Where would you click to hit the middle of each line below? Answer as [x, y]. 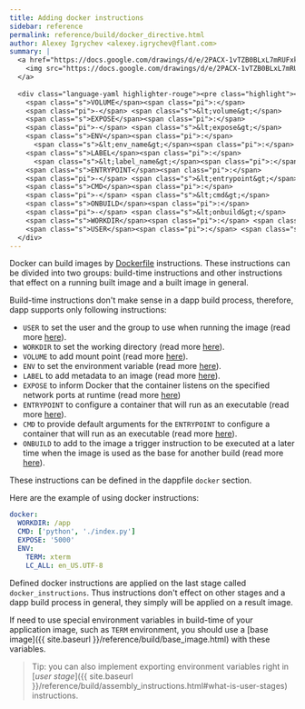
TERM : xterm [48, 557]
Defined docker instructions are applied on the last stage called [128, 583]
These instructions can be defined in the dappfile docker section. [131, 480]
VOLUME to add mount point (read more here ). [105, 356]
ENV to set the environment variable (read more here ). [122, 366]
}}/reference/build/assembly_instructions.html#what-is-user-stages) [159, 685]
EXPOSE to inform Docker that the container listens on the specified [146, 385]
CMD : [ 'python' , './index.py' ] [77, 532]
